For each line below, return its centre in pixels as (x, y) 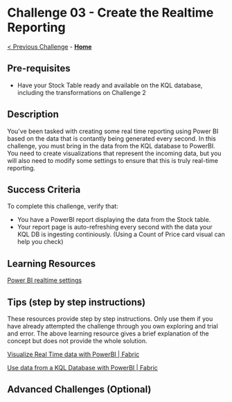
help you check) (40, 242)
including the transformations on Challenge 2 (82, 92)
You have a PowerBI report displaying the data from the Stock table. (114, 220)
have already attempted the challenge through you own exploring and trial (113, 326)
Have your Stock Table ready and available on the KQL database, (110, 85)
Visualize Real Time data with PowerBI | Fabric (73, 354)
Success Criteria (44, 190)
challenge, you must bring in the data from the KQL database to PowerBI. (111, 146)
